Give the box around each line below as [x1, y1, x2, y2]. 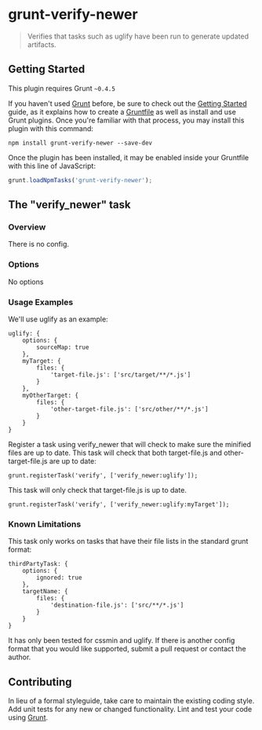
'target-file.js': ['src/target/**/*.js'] [49, 371, 191, 379]
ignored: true [36, 574, 82, 582]
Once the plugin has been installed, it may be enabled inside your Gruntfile [8, 152, 249, 162]
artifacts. [27, 39, 56, 49]
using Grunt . [8, 713, 49, 722]
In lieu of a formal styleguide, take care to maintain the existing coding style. [8, 696, 255, 706]
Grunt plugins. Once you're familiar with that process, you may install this [8, 116, 245, 125]
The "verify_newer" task [8, 198, 131, 211]
